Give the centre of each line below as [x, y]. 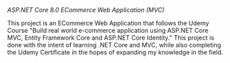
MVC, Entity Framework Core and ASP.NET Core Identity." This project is [111, 38]
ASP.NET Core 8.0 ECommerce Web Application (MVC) [86, 10]
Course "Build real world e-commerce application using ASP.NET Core [108, 30]
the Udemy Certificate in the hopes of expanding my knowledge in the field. [115, 52]
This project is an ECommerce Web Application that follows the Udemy [108, 23]
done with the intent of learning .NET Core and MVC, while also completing [114, 45]
